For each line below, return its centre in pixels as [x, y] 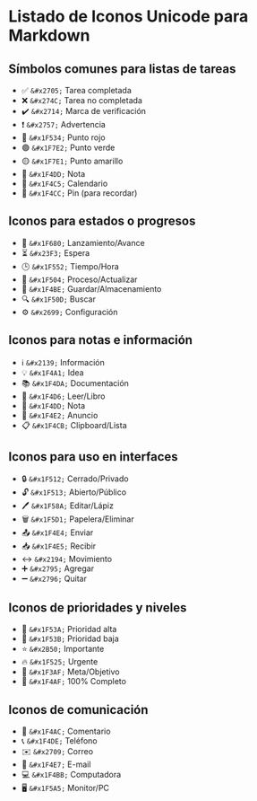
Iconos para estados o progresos [102, 221]
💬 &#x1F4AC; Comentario [66, 731]
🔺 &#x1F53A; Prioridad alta [69, 629]
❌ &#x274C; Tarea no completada [81, 100]
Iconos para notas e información [101, 340]
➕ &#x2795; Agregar [58, 568]
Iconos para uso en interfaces [93, 457]
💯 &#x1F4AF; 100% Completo [74, 682]
